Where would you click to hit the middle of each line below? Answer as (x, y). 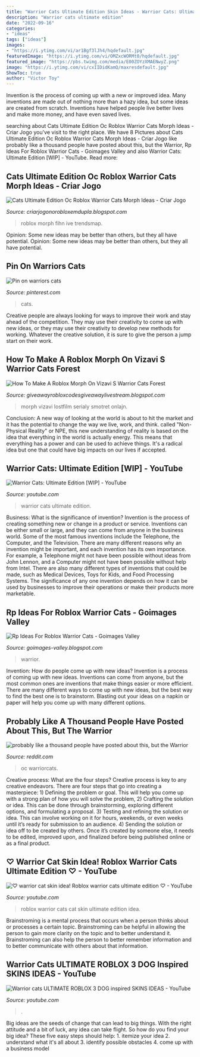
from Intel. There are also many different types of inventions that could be (97, 569)
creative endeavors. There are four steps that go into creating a (84, 786)
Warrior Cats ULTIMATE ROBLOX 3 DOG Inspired (97, 965)
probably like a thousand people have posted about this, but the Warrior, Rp (99, 145)
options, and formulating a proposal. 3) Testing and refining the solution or (97, 812)
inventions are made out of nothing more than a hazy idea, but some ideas (97, 102)
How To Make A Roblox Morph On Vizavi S (86, 360)
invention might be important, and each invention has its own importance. (96, 549)
